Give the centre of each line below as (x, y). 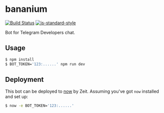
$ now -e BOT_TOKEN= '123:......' (40, 106)
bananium (26, 9)
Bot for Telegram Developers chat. (40, 32)
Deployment (25, 80)
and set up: (17, 97)
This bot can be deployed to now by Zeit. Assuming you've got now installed (82, 91)
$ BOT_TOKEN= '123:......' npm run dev (45, 64)
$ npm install (20, 59)
